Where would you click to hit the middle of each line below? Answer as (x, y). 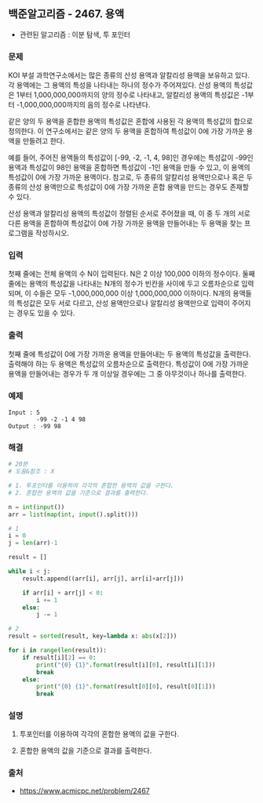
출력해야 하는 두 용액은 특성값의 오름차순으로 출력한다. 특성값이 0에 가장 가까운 (129, 364)
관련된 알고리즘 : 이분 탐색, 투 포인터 (75, 35)
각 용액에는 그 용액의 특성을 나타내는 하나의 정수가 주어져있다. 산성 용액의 (120, 85)
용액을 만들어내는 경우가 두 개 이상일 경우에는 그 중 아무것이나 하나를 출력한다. (128, 373)
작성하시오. (52, 233)
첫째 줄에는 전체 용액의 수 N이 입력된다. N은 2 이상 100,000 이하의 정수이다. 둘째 (131, 274)
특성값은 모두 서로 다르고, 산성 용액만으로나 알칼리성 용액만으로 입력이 (123, 303)
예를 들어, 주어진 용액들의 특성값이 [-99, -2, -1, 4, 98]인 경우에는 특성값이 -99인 (131, 158)
